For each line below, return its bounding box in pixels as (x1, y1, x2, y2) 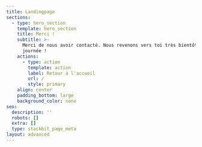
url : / (28, 76, 44, 82)
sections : (6, 14, 31, 20)
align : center (17, 87, 52, 93)
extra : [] (11, 121, 36, 127)
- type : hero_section (11, 20, 66, 26)
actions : (17, 53, 39, 59)
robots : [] (11, 115, 39, 121)
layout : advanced (6, 131, 50, 138)
